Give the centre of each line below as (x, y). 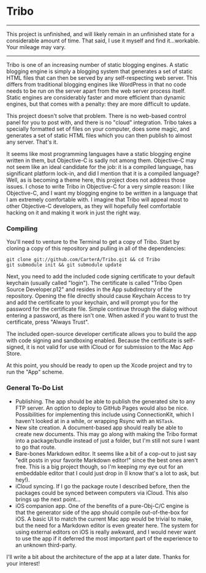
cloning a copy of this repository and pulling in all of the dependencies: (96, 248)
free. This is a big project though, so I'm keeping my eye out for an (99, 466)
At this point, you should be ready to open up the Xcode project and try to (99, 365)
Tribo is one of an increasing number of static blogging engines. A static (97, 64)
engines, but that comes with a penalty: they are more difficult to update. (98, 104)
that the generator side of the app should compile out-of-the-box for (102, 512)
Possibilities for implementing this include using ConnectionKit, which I (105, 414)
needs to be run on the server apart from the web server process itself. (96, 91)
